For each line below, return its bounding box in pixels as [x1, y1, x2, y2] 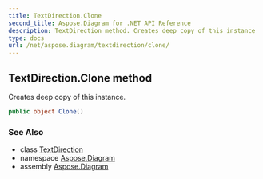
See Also [8, 126, 44, 137]
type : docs [8, 34, 45, 42]
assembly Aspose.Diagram [19, 161, 109, 172]
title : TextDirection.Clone [8, 11, 102, 20]
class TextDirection [19, 145, 84, 154]
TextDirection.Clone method [8, 71, 153, 85]
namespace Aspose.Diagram [19, 153, 116, 163]
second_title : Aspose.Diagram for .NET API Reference [8, 19, 192, 27]
